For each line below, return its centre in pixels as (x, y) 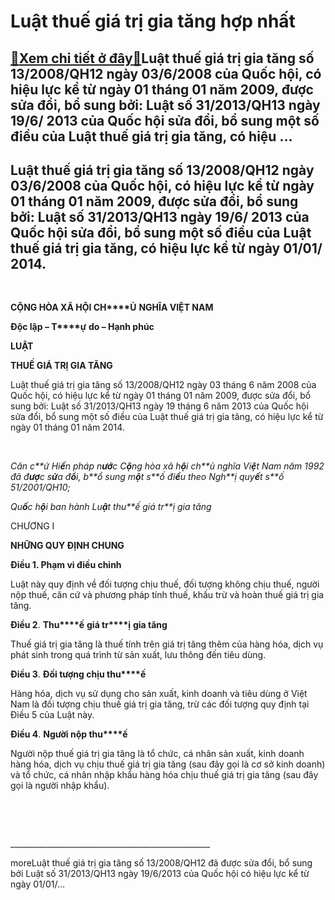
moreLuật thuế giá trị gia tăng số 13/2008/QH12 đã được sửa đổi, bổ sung (161, 863)
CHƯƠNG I (32, 526)
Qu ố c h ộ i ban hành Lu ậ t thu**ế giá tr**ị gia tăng (111, 507)
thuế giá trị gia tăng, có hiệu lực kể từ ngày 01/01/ (166, 248)
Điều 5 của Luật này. (52, 715)
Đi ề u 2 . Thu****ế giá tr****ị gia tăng (89, 625)
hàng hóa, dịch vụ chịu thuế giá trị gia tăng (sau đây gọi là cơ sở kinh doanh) (168, 764)
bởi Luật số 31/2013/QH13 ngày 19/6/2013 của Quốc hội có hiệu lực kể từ (160, 874)
